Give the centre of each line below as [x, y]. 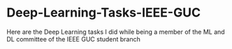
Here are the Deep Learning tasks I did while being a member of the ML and [116, 32]
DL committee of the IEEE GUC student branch [74, 39]
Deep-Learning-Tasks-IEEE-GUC [103, 13]
